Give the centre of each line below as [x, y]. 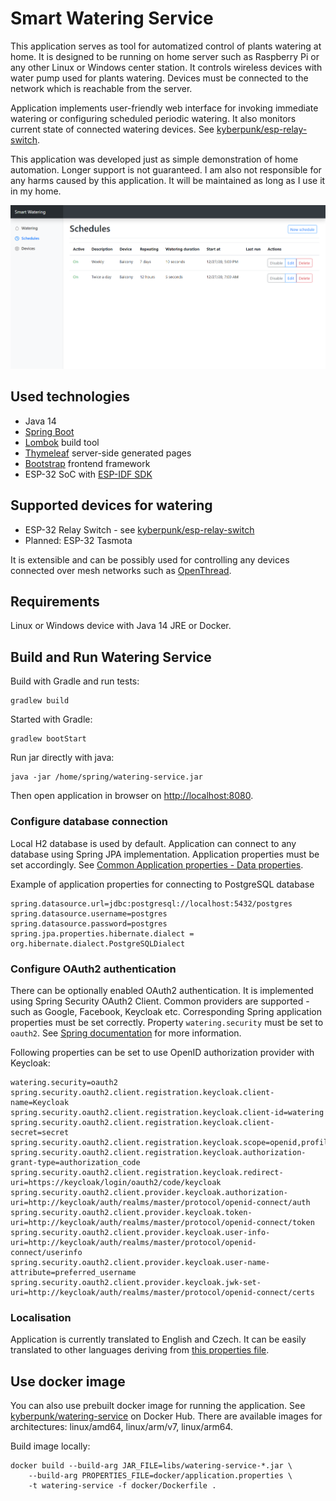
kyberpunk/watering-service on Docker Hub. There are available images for [166, 1416]
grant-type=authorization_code [75, 1162]
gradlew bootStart [48, 739]
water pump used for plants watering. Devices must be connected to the [159, 78]
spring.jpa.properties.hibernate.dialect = [102, 933]
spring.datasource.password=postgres [89, 923]
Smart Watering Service [112, 18]
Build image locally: [50, 1446]
